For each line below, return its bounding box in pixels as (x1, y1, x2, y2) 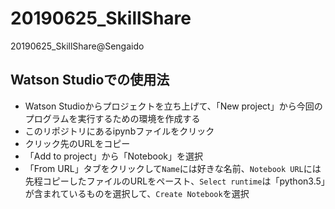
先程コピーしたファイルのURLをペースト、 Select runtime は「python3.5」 (24, 175, 326, 187)
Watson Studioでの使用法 (10, 72, 170, 89)
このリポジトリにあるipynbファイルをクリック (24, 125, 215, 137)
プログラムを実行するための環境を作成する (24, 112, 201, 124)
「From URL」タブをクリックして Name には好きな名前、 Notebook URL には (24, 162, 322, 174)
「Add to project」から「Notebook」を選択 (24, 150, 204, 162)
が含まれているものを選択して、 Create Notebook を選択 (24, 187, 250, 199)
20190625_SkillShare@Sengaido (10, 40, 145, 52)
